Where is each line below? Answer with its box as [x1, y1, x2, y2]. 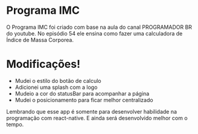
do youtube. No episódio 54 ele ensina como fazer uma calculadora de [6, 29, 183, 37]
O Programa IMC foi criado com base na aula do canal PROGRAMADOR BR [6, 23, 192, 31]
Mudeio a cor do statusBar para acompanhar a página [14, 90, 150, 97]
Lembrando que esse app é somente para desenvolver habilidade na [6, 108, 177, 115]
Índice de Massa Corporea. [6, 36, 74, 43]
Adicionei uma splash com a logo [14, 84, 98, 91]
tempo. [6, 121, 24, 128]
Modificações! [6, 58, 80, 71]
